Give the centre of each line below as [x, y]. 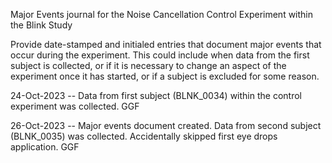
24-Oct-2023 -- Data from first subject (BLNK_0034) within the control [156, 95]
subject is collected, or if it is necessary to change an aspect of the [148, 65]
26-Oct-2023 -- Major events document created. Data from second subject [166, 125]
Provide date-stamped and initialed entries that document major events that [166, 44]
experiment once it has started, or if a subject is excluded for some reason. [165, 76]
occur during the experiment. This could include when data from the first [160, 55]
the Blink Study [41, 25]
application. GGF [45, 147]
